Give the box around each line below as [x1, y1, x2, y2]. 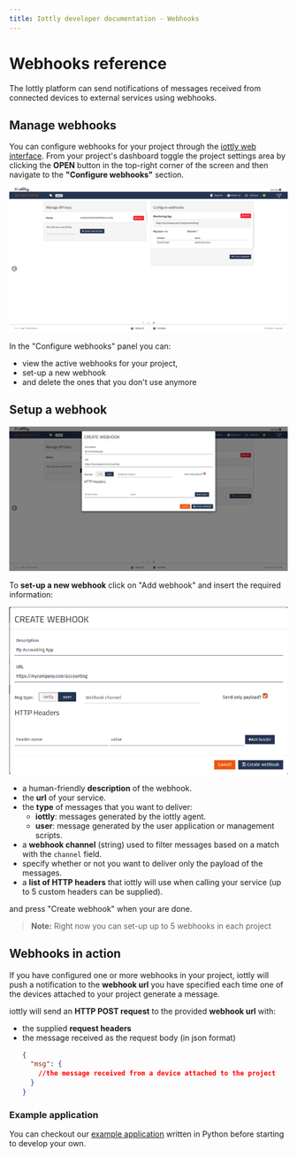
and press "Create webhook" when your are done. [9, 903, 193, 914]
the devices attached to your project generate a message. [9, 988, 220, 999]
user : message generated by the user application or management [34, 820, 275, 831]
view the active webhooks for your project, [21, 358, 179, 368]
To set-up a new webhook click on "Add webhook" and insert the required [9, 580, 281, 590]
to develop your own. [9, 1138, 87, 1149]
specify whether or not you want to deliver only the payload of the [21, 858, 263, 868]
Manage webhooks [9, 118, 117, 133]
